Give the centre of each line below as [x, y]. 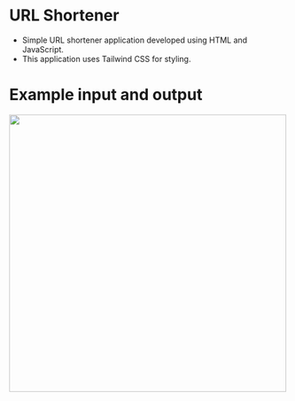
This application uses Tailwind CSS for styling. [106, 59]
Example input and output [106, 95]
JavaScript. [43, 49]
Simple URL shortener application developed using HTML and [135, 40]
